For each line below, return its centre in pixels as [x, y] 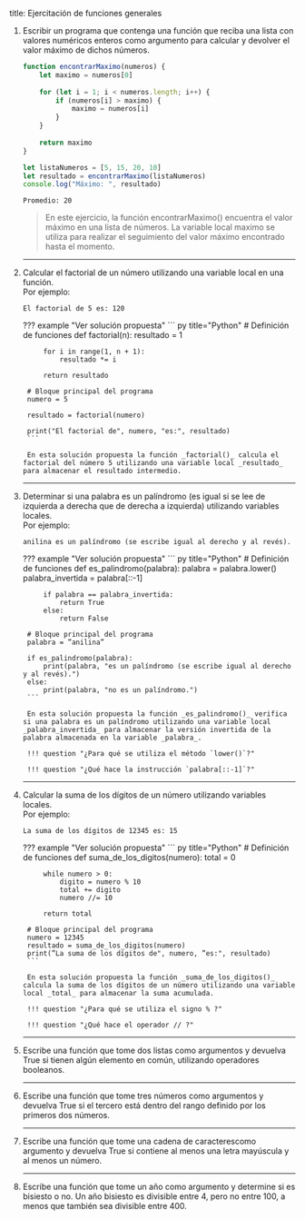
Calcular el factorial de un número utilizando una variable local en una [153, 273]
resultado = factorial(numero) [86, 416]
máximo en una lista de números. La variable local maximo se [160, 227]
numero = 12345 [55, 938]
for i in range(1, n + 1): [94, 352]
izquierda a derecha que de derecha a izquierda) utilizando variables [151, 506]
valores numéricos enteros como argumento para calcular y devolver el [156, 40]
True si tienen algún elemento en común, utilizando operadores [141, 1060]
